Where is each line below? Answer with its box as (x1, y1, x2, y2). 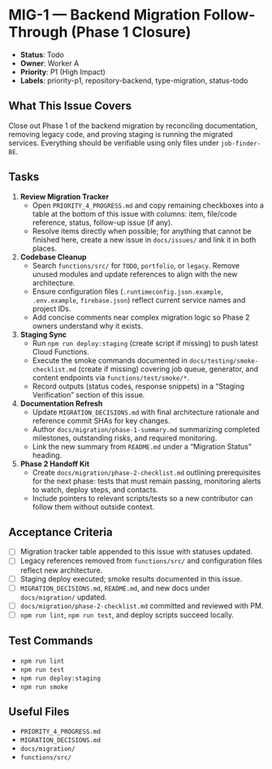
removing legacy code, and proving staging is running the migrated (8, 129, 233, 139)
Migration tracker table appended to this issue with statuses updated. (19, 547, 253, 556)
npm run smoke (19, 683, 68, 691)
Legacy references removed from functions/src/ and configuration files (19, 556, 262, 565)
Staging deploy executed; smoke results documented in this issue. (19, 574, 243, 583)
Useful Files (8, 704, 70, 719)
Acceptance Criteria (8, 525, 113, 539)
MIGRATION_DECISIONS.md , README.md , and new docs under (19, 582, 210, 593)
